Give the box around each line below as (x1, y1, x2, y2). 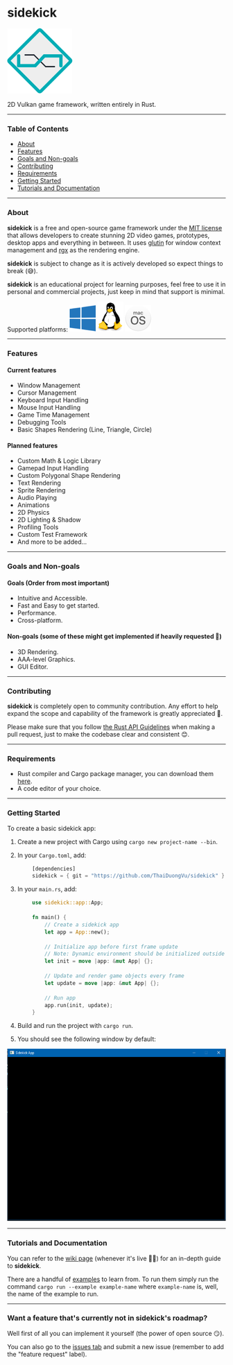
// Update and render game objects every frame (44, 972, 185, 979)
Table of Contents (7, 123, 69, 133)
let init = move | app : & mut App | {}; (44, 958, 154, 965)
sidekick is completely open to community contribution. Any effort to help (7, 702, 218, 710)
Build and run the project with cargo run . (17, 1022, 134, 1030)
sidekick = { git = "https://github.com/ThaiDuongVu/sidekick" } (32, 873, 225, 879)
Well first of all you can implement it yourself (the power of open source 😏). (7, 1329, 224, 1337)
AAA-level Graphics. (17, 655, 76, 663)
